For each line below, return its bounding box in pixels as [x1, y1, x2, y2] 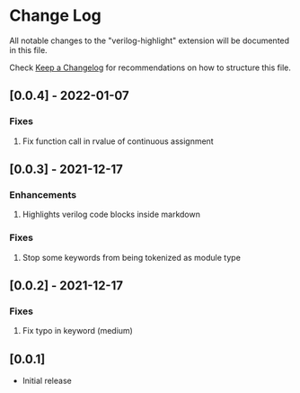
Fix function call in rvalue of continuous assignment [22, 136, 214, 147]
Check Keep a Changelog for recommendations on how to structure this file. [9, 62, 292, 73]
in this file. [9, 44, 48, 55]
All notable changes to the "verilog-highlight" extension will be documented [9, 35, 290, 46]
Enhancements [9, 188, 77, 201]
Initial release [22, 375, 72, 387]
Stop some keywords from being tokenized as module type [22, 252, 241, 263]
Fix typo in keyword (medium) [22, 326, 133, 336]
